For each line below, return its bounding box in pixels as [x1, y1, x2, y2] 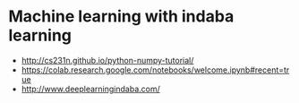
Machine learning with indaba [8, 6, 235, 27]
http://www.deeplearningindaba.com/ [21, 83, 160, 94]
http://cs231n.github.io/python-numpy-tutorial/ [21, 55, 194, 65]
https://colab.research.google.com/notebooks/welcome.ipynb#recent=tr [21, 64, 290, 75]
